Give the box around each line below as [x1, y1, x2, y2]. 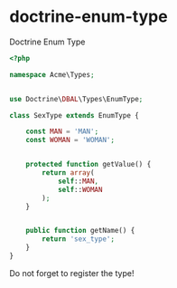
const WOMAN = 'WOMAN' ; [25, 136, 116, 145]
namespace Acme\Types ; [9, 70, 95, 79]
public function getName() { [25, 226, 135, 235]
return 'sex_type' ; [42, 235, 116, 244]
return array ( [42, 168, 95, 178]
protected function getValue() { [25, 160, 152, 169]
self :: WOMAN [57, 185, 103, 194]
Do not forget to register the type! [9, 267, 135, 278]
